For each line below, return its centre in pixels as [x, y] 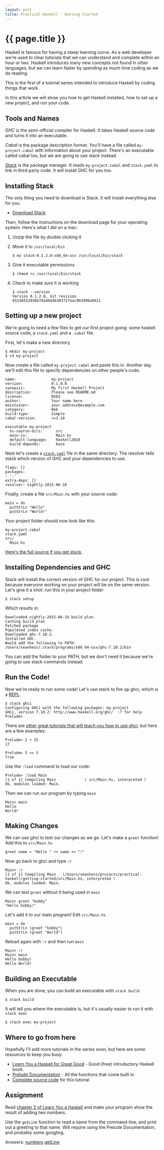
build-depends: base [37, 444]
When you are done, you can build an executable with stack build [72, 991]
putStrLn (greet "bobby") [36, 928]
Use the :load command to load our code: [48, 766]
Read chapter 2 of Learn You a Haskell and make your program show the [79, 1107]
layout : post [18, 10]
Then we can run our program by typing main [50, 793]
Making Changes [32, 825]
